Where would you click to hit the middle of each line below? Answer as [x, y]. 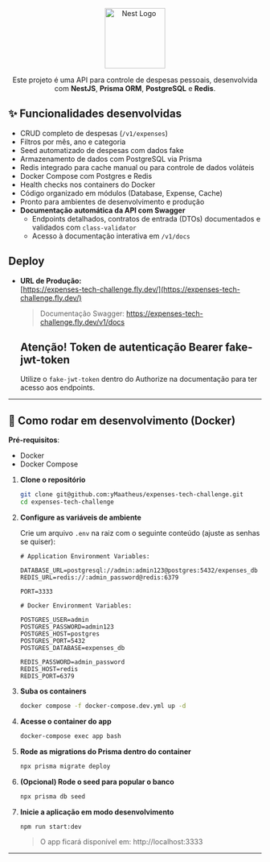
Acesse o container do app [65, 721]
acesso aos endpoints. [57, 387]
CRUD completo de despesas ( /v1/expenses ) [94, 133]
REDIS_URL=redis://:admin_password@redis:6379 [99, 578]
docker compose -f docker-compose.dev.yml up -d [103, 706]
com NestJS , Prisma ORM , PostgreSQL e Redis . [135, 88]
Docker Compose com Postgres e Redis [86, 176]
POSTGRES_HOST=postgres [60, 634]
